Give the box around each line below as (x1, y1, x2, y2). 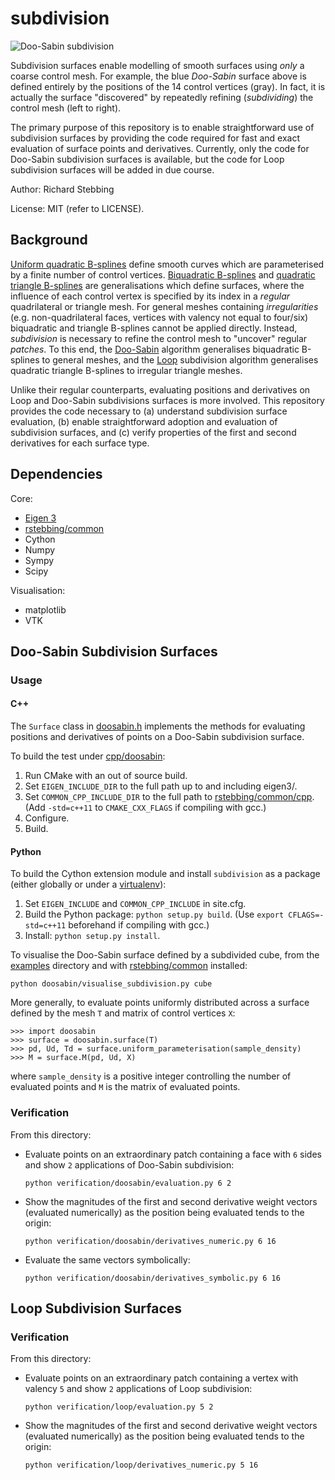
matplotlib (24, 603, 67, 616)
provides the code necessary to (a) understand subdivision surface (10, 405, 288, 417)
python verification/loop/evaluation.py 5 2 (24, 1402, 214, 1412)
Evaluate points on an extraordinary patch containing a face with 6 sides (24, 1148, 322, 1160)
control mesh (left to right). (10, 102, 122, 114)
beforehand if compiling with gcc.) (68, 919, 210, 931)
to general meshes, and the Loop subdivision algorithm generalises (41, 353, 319, 366)
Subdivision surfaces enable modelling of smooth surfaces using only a (10, 59, 305, 71)
